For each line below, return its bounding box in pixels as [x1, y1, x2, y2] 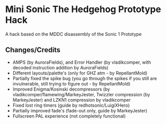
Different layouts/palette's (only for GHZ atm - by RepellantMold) [12, 70, 148, 76]
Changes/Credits [5, 46, 61, 54]
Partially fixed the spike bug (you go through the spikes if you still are [12, 75, 157, 81]
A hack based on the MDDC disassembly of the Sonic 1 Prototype [5, 31, 142, 37]
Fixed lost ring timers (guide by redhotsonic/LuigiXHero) [12, 102, 130, 108]
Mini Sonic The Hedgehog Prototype [5, 4, 161, 15]
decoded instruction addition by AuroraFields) [12, 64, 109, 70]
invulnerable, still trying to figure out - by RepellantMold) [12, 80, 131, 87]
